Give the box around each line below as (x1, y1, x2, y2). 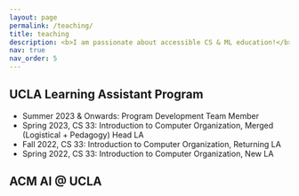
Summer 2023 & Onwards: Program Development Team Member (21, 110, 260, 121)
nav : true (9, 46, 46, 55)
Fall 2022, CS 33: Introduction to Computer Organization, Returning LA (21, 138, 282, 149)
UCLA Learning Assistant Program (9, 87, 204, 102)
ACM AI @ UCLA (9, 174, 102, 189)
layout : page (9, 12, 58, 22)
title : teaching (9, 29, 69, 38)
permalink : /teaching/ (9, 21, 93, 30)
